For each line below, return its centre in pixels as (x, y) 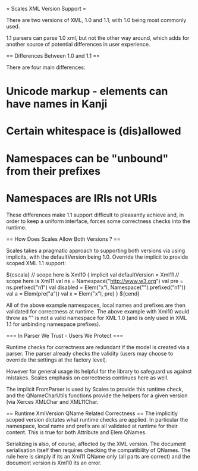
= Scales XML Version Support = (46, 9)
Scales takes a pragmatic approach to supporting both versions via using (96, 250)
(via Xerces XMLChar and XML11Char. (52, 401)
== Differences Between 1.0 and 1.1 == (53, 56)
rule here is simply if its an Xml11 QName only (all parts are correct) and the (98, 456)
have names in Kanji (57, 104)
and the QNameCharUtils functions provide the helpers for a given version (97, 395)
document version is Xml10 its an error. (54, 463)
